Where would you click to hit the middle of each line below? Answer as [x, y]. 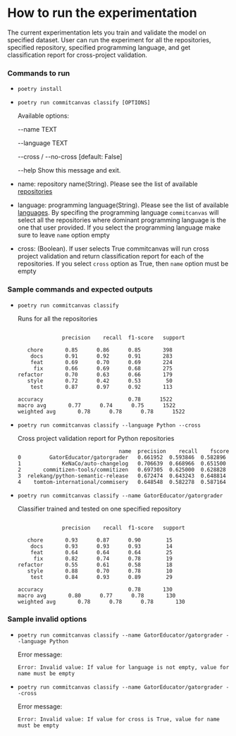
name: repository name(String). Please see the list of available [108, 184]
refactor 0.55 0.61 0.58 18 [95, 565]
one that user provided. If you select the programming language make [119, 227]
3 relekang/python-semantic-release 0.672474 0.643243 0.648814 [122, 476]
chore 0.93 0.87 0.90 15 [100, 540]
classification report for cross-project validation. [77, 55]
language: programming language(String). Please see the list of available [123, 205]
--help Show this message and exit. [69, 170]
